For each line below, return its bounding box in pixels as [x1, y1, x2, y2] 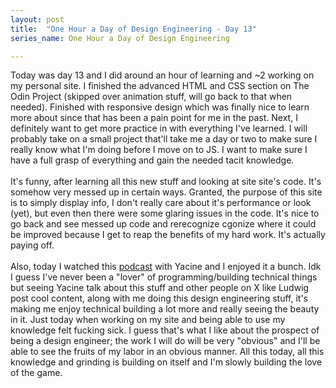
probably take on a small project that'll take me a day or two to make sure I [10, 133, 318, 145]
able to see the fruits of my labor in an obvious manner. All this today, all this [10, 346, 325, 358]
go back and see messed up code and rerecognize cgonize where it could [10, 218, 317, 230]
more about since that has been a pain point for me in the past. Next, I [10, 112, 298, 124]
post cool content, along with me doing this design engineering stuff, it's [10, 292, 308, 305]
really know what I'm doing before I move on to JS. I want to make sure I [10, 144, 308, 156]
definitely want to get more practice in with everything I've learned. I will [10, 122, 308, 135]
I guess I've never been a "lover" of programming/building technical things [10, 271, 318, 283]
